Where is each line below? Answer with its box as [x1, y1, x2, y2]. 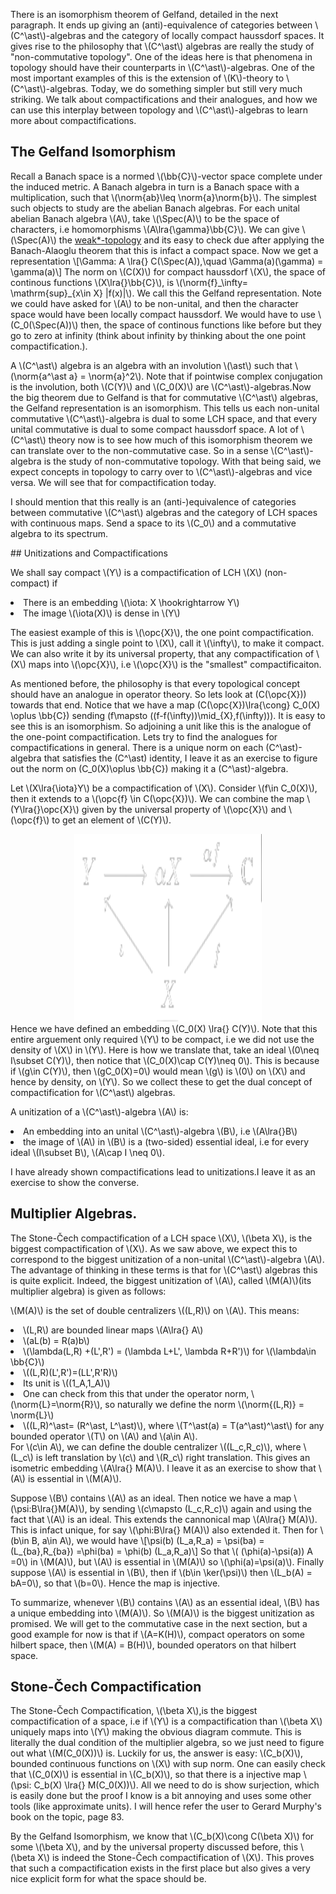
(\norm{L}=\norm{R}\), [10, 1398, 103, 1410]
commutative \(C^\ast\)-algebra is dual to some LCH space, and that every [10, 412, 318, 424]
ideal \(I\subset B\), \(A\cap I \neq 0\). [10, 1146, 165, 1158]
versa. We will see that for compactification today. [10, 476, 217, 488]
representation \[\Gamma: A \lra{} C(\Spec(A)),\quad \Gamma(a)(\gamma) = [10, 255, 324, 267]
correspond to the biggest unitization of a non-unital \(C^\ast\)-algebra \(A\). [10, 1253, 325, 1265]
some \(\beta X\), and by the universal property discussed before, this [10, 1841, 299, 1853]
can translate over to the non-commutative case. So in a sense [10, 444, 269, 456]
